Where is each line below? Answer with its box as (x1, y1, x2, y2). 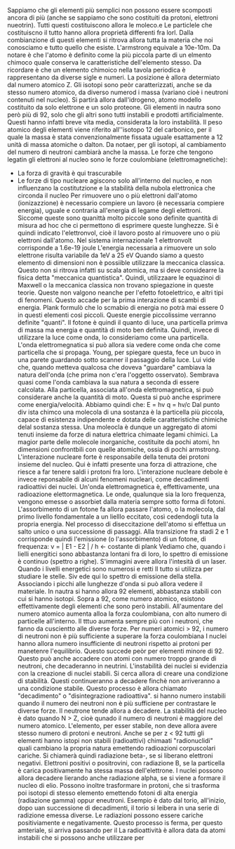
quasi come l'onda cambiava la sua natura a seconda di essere (17, 378, 200, 386)
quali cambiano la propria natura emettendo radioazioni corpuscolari (17, 744, 216, 752)
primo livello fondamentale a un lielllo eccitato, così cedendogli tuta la (17, 512, 219, 521)
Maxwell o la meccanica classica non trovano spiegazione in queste (17, 281, 214, 289)
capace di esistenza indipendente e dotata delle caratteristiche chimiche (17, 415, 228, 424)
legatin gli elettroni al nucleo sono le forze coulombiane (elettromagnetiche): (7, 155, 228, 164)
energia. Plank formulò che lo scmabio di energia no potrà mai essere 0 (17, 304, 224, 311)
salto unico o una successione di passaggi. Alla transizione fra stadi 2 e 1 (17, 527, 229, 536)
